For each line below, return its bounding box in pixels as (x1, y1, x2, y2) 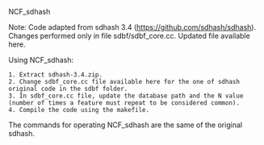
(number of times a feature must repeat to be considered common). (8, 99, 241, 107)
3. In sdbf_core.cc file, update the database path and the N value (8, 92, 244, 100)
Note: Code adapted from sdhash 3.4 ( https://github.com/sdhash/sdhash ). (8, 23, 257, 31)
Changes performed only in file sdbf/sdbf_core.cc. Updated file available (8, 31, 250, 40)
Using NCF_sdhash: (8, 56, 74, 64)
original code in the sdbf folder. (8, 85, 128, 93)
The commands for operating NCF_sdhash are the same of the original (8, 120, 243, 130)
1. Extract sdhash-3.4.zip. (8, 71, 103, 79)
